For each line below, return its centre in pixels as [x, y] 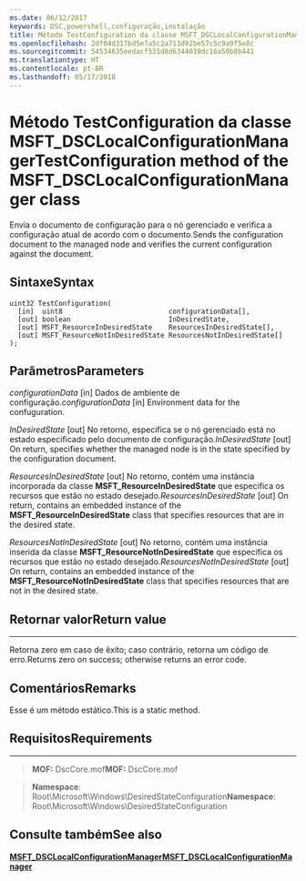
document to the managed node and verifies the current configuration [141, 244]
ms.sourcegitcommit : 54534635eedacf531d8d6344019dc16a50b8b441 [132, 52]
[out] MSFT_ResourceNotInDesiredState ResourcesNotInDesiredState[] [150, 335]
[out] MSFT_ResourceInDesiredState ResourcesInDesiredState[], [146, 327]
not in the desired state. [54, 591]
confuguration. [37, 412]
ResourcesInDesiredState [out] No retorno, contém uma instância [132, 476]
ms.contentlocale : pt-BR [56, 69]
